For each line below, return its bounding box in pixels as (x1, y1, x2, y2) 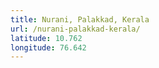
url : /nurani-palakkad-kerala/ (10, 24, 141, 34)
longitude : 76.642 (10, 42, 87, 53)
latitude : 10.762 (10, 33, 83, 43)
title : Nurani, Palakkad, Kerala (10, 14, 150, 25)
